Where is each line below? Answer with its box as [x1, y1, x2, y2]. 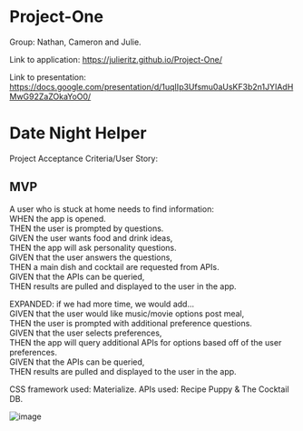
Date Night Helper [9, 123, 147, 144]
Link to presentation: [9, 71, 86, 83]
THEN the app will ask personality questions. [9, 242, 177, 253]
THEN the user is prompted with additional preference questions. [9, 317, 252, 328]
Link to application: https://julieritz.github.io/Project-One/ [9, 54, 223, 65]
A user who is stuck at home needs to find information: [9, 203, 215, 215]
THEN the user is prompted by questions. [9, 223, 164, 234]
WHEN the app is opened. [9, 213, 106, 224]
